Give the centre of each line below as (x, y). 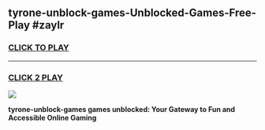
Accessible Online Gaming (52, 117)
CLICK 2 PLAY (35, 77)
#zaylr (48, 26)
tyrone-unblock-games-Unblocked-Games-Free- (132, 13)
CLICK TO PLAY (39, 48)
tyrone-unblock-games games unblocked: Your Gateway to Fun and (121, 109)
